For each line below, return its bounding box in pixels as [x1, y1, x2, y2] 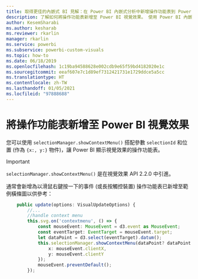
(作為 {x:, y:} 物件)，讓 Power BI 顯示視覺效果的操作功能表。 [12, 146, 163, 153]
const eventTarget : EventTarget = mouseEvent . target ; [37, 229, 173, 235]
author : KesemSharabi [6, 19, 60, 25]
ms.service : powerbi [6, 42, 57, 48]
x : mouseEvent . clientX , [48, 245, 107, 251]
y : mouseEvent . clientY [48, 251, 104, 257]
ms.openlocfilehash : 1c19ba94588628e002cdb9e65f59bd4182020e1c [6, 63, 165, 70]
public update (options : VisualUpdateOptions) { [16, 202, 136, 208]
